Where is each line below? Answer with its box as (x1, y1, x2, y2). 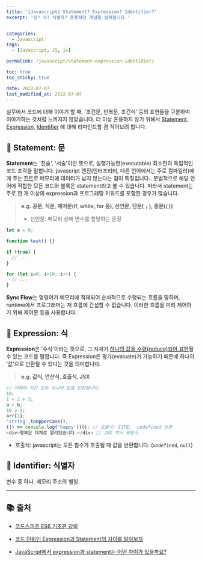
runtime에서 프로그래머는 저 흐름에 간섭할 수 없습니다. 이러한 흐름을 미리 (6, 301, 176, 308)
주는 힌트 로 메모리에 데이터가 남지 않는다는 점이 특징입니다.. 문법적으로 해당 (12, 175, 189, 182)
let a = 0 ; (6, 227, 34, 233)
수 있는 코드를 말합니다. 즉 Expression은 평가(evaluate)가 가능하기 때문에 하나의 (6, 353, 195, 360)
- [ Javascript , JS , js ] (11, 48, 71, 54)
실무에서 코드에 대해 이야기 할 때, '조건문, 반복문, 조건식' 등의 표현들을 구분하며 (6, 108, 191, 115)
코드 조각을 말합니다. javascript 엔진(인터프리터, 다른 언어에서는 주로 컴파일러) (6, 167, 190, 174)
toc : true (6, 69, 31, 75)
